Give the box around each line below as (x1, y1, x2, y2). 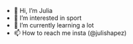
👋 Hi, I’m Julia (13, 7, 53, 14)
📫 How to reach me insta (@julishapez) (13, 29, 127, 37)
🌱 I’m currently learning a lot (13, 21, 94, 29)
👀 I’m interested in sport (13, 14, 82, 22)
